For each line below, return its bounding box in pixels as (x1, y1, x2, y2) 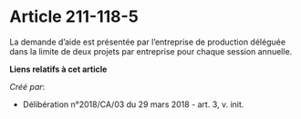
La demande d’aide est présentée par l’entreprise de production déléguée (9, 36, 285, 47)
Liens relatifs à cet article (9, 64, 108, 74)
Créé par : (9, 81, 46, 92)
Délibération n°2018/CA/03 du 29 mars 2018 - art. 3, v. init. (22, 98, 244, 110)
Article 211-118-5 (9, 6, 139, 27)
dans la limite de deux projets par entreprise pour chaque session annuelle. (9, 45, 293, 56)
